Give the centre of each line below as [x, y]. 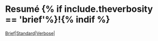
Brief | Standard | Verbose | [30, 33]
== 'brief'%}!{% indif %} [58, 20]
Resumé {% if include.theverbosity [79, 9]
